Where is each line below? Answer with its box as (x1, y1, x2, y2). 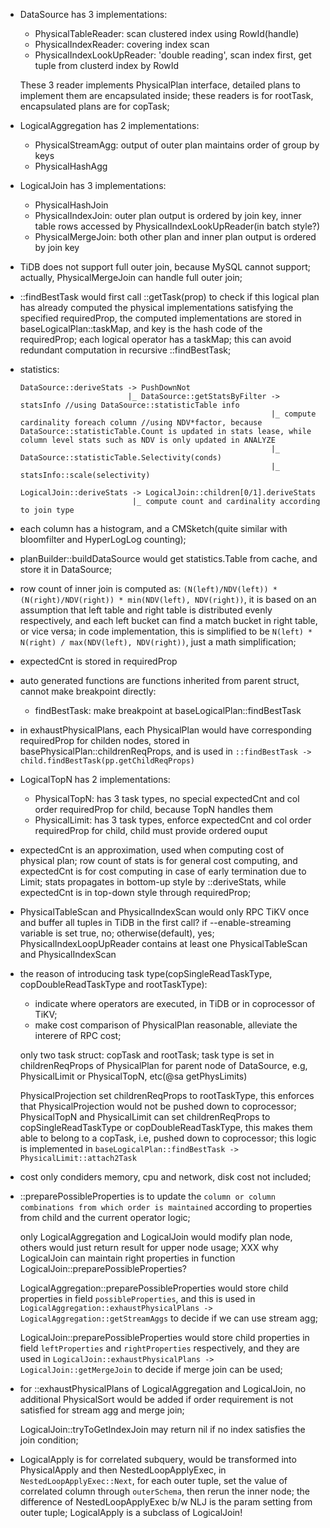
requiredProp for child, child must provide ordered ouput (34, 825, 268, 836)
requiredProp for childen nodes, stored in (19, 735, 190, 746)
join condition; (19, 1434, 79, 1446)
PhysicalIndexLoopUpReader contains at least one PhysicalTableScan (19, 938, 308, 949)
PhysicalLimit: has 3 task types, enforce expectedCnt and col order (34, 814, 312, 826)
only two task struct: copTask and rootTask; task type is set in (19, 1049, 275, 1061)
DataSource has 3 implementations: (19, 9, 168, 20)
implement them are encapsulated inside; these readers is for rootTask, (19, 90, 314, 101)
